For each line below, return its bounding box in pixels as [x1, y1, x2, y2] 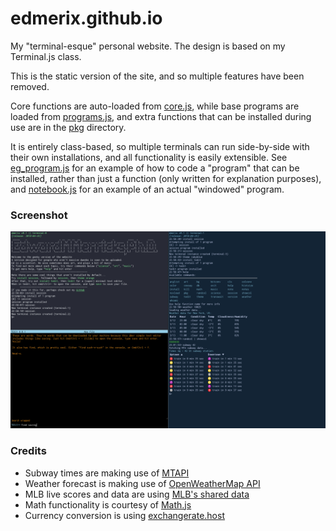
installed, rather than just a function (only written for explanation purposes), [10, 172, 322, 184]
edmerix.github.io [10, 7, 163, 30]
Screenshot [10, 208, 68, 222]
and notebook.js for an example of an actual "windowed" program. [10, 183, 285, 195]
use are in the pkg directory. [10, 121, 127, 133]
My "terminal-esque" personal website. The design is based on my [10, 40, 286, 52]
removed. [10, 80, 50, 92]
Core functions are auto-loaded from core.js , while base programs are [10, 100, 300, 112]
